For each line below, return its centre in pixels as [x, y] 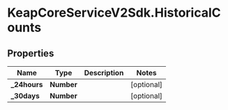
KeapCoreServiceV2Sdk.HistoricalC [114, 13]
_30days [25, 96]
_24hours [27, 85]
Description [104, 73]
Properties [31, 53]
